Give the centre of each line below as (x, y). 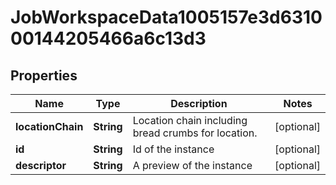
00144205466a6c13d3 (108, 38)
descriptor (41, 165)
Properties (44, 75)
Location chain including (190, 120)
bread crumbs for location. (195, 133)
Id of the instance (173, 149)
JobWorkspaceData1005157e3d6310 (166, 17)
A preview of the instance (192, 165)
